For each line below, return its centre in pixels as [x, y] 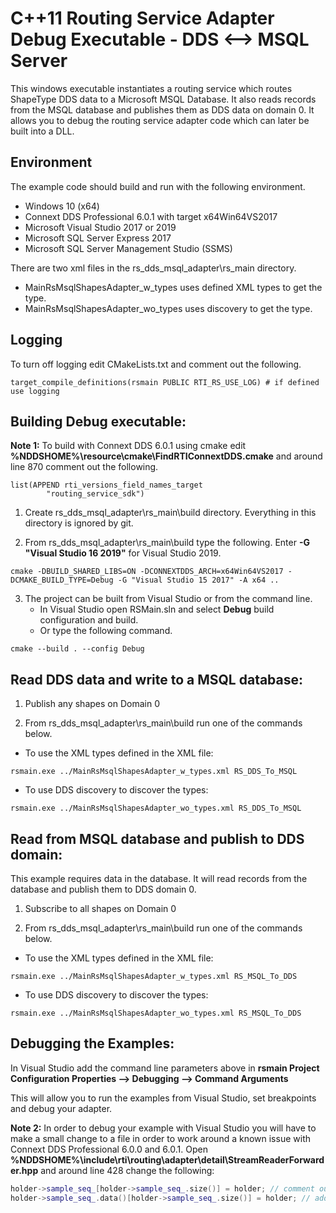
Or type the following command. [106, 631]
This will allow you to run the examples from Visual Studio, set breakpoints [163, 1098]
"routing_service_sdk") [95, 494]
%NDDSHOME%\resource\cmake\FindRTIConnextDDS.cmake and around [166, 456]
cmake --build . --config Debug [77, 649]
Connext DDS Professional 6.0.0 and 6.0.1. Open [109, 1149]
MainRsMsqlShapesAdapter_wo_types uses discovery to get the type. [168, 308]
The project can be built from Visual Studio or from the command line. [168, 599]
